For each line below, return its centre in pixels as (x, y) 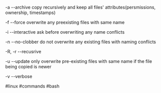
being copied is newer (28, 67)
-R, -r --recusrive (23, 52)
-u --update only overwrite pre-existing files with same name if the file (79, 61)
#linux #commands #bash (32, 86)
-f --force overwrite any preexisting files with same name (65, 22)
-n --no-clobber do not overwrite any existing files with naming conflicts (80, 42)
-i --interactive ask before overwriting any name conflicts (65, 32)
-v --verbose (19, 76)
